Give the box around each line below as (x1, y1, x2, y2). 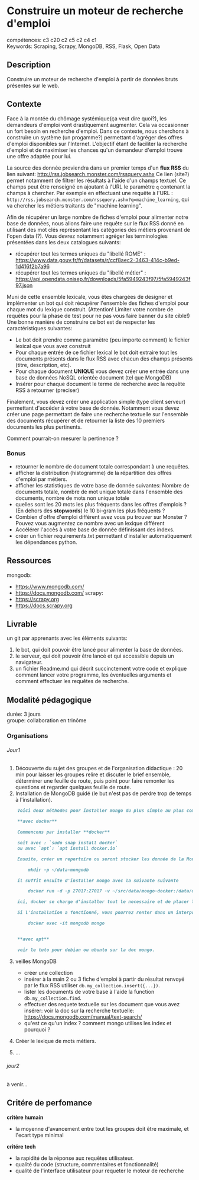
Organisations (6, 732, 48, 740)
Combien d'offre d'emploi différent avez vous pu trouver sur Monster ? (15, 513, 188, 520)
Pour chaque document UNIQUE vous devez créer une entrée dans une (15, 368, 190, 375)
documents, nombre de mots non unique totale (15, 494, 129, 502)
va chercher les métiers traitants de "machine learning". (6, 202, 142, 209)
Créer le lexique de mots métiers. (15, 1037, 96, 1044)
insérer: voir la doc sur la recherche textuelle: (24, 1007, 135, 1014)
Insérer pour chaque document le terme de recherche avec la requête (15, 380, 185, 387)
